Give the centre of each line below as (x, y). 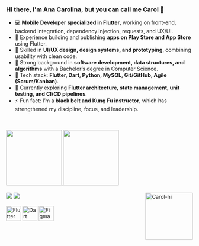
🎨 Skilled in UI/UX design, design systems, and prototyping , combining (103, 50)
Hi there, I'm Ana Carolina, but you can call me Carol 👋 (85, 9)
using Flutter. (31, 44)
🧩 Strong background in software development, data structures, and (100, 63)
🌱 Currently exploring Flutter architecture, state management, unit (97, 88)
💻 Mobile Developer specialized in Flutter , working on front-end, (95, 22)
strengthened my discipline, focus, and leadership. (76, 109)
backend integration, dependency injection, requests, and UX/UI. (94, 31)
